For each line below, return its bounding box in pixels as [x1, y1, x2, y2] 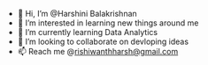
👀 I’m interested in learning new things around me [17, 18, 199, 28]
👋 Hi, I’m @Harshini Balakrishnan [17, 9, 137, 18]
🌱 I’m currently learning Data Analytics [17, 27, 158, 37]
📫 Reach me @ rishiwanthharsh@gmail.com [17, 47, 179, 56]
